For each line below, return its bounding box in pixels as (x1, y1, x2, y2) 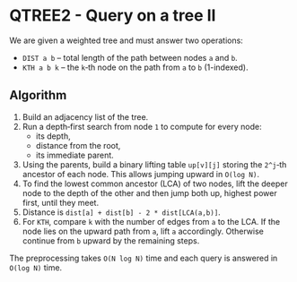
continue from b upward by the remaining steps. (22, 235, 200, 246)
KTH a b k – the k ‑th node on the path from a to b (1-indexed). (22, 62, 249, 73)
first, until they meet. (22, 197, 100, 208)
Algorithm (9, 88, 67, 103)
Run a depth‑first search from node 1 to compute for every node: (22, 121, 262, 132)
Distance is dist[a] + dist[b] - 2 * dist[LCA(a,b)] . (22, 207, 222, 218)
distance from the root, (35, 140, 121, 150)
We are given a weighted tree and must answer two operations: (9, 35, 244, 46)
